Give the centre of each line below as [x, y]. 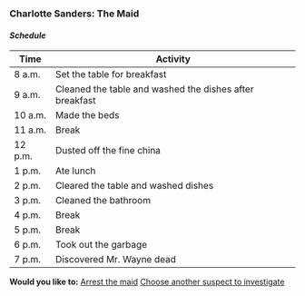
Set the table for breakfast [111, 74]
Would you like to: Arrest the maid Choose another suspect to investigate [147, 282]
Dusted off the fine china [108, 151]
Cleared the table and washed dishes [134, 186]
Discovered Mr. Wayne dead [116, 260]
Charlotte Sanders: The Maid [74, 14]
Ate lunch [75, 171]
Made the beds [87, 115]
